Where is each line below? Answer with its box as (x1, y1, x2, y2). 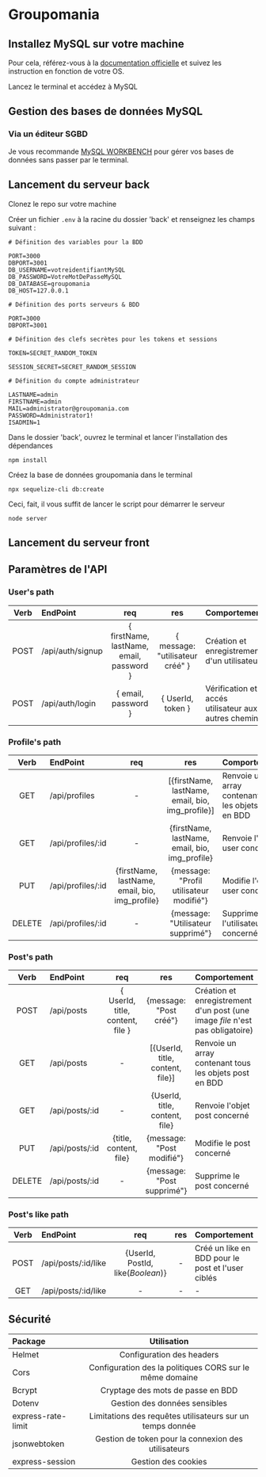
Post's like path (8, 1209, 69, 1220)
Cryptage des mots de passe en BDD (100, 1385, 238, 1396)
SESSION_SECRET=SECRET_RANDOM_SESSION (8, 363, 136, 371)
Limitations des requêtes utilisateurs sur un (89, 1410, 249, 1422)
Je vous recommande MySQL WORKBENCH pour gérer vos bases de (8, 147, 234, 156)
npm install (8, 456, 47, 464)
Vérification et (205, 683, 257, 694)
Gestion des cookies (131, 1456, 207, 1467)
